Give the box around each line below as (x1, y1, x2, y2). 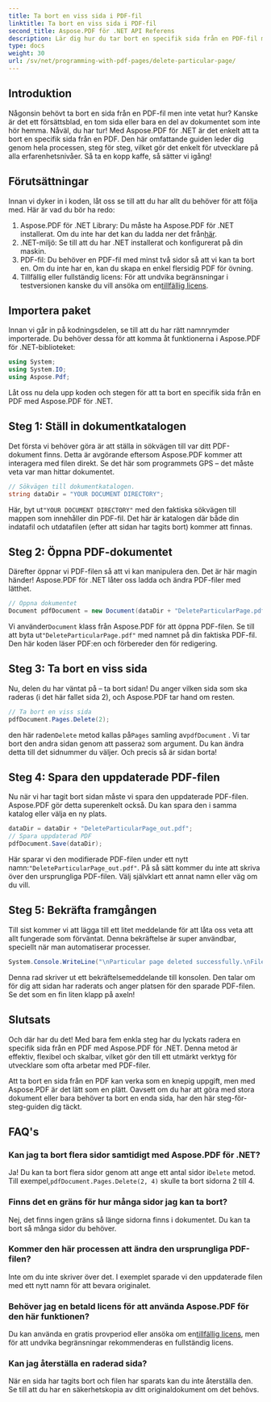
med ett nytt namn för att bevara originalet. (8, 1280, 152, 1290)
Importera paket (8, 304, 91, 318)
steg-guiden (8, 1101, 50, 1111)
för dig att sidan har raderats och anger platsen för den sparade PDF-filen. (8, 981, 256, 991)
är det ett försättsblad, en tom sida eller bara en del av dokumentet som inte (8, 116, 261, 126)
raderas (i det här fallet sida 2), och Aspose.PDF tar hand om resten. (8, 692, 236, 701)
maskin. (19, 246, 47, 255)
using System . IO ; (8, 365, 67, 374)
